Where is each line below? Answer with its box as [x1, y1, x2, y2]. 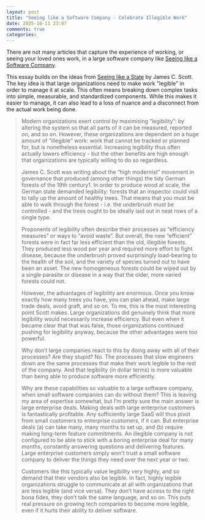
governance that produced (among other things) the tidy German [21, 175, 185, 182]
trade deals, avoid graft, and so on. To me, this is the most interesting [21, 302, 196, 310]
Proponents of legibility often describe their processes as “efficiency [21, 225, 195, 233]
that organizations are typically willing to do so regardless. [21, 156, 169, 164]
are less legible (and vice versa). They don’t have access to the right [21, 487, 194, 495]
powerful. [21, 335, 46, 342]
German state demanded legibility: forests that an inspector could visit [21, 188, 199, 196]
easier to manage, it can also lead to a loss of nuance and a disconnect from [6, 99, 199, 107]
